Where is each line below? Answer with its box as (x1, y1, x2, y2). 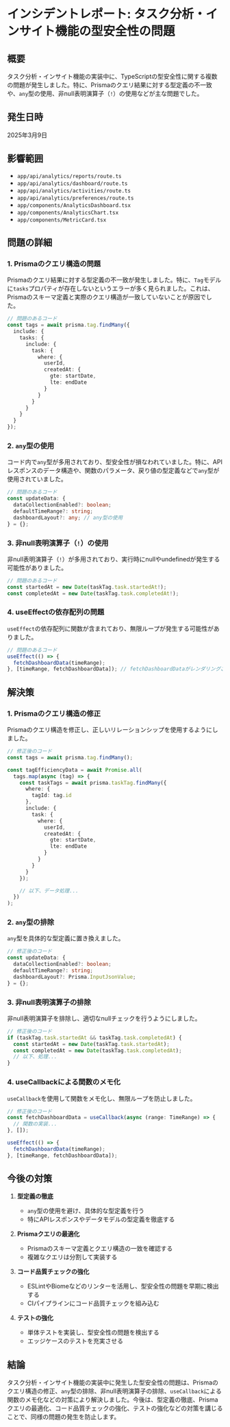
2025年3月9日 (7, 131, 48, 139)
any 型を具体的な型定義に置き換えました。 (7, 934, 125, 942)
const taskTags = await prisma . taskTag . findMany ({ (19, 779, 167, 786)
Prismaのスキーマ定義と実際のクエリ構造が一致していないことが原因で (7, 293, 207, 302)
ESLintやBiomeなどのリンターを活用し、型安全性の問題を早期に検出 (27, 1282, 219, 1291)
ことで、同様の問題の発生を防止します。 (7, 1413, 120, 1421)
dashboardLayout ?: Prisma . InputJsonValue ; (13, 973, 136, 980)
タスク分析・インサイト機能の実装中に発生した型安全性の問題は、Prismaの (7, 1378, 219, 1387)
